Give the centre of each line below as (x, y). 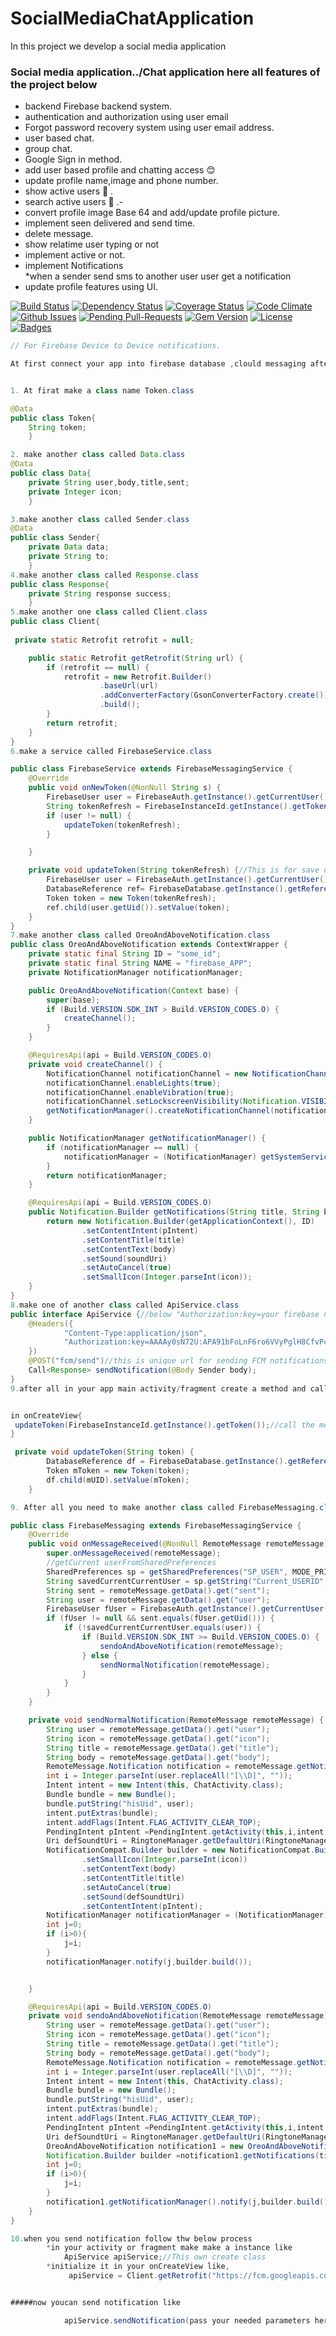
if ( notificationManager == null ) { (122, 1147)
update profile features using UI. (91, 287)
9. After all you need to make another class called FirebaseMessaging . (165, 1507)
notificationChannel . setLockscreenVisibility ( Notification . (174, 1102)
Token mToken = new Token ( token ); (118, 1471)
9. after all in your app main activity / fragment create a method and (158, 1388)
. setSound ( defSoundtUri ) (133, 1897)
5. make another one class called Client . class (109, 612)
